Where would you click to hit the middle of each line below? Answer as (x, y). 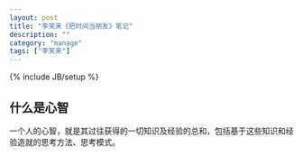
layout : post (34, 18)
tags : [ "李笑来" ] (40, 51)
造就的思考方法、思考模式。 (68, 142)
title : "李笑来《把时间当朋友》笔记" (71, 26)
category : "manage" (46, 43)
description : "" (40, 34)
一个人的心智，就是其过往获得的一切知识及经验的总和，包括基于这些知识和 (147, 131)
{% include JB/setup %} (54, 77)
